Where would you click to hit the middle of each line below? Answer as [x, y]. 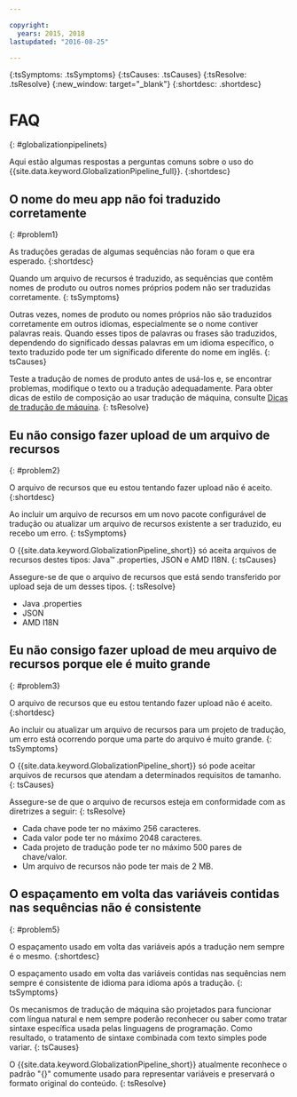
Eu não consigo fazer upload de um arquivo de [140, 435]
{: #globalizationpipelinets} [59, 145]
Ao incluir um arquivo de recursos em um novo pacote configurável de [138, 514]
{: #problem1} [34, 235]
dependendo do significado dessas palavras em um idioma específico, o [142, 343]
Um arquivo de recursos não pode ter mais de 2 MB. [117, 866]
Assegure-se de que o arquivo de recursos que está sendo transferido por [145, 576]
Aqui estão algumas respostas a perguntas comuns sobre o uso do [132, 162]
